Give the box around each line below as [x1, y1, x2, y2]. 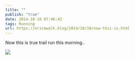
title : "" [5, 7, 26, 12]
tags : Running [5, 21, 35, 26]
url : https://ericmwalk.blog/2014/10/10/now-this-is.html [5, 26, 130, 31]
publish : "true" [5, 12, 39, 17]
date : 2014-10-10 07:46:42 [5, 16, 62, 21]
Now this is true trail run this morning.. [5, 39, 85, 45]
